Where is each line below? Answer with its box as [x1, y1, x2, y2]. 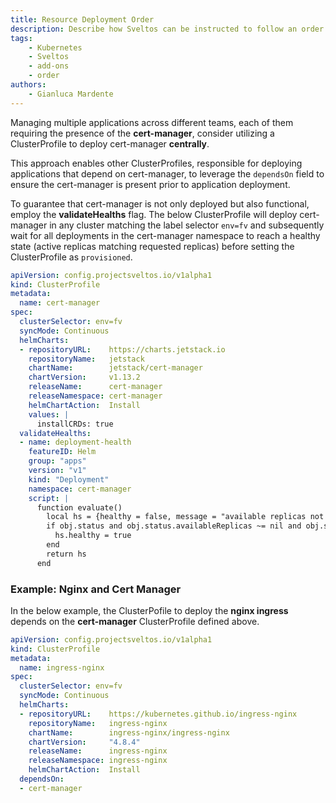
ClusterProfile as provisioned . [10, 251, 133, 263]
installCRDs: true [36, 419, 114, 429]
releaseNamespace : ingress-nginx [28, 756, 168, 766]
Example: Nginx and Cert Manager [10, 582, 182, 596]
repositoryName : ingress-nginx [28, 718, 168, 728]
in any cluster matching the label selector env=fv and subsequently [49, 219, 325, 231]
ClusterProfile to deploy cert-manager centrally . [10, 137, 210, 150]
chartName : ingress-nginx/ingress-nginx [28, 727, 230, 738]
